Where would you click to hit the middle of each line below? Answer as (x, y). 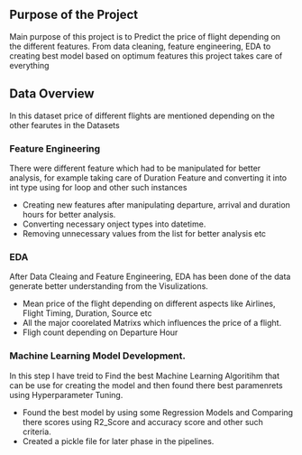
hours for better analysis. (69, 214)
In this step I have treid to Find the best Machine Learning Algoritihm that (145, 376)
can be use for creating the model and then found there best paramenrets (146, 385)
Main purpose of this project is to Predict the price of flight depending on (145, 36)
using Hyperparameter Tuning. (66, 395)
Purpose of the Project (74, 15)
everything (29, 65)
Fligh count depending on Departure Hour (100, 332)
